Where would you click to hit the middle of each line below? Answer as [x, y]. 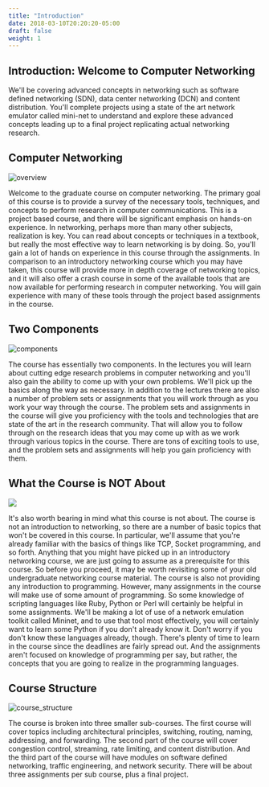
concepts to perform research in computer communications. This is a [123, 210]
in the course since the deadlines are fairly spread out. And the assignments [134, 646]
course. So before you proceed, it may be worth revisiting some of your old [132, 569]
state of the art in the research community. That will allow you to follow [126, 424]
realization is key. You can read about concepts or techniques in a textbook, [134, 236]
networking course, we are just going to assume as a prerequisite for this [129, 560]
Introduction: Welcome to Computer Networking [132, 70]
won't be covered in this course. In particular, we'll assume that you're [124, 535]
